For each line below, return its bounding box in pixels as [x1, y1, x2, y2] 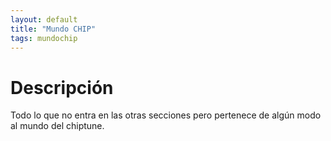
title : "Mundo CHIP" [10, 24, 97, 34]
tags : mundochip [10, 33, 78, 43]
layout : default [10, 14, 78, 25]
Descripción [10, 76, 114, 99]
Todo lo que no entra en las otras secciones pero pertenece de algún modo [10, 109, 322, 121]
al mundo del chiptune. [10, 120, 105, 132]
